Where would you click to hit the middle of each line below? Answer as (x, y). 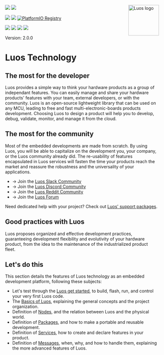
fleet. (10, 249)
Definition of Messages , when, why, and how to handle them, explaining (84, 343)
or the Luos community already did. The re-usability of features (69, 156)
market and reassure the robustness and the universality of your (70, 166)
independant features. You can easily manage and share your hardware (77, 93)
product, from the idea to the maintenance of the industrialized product (76, 244)
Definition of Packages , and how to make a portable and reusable (78, 322)
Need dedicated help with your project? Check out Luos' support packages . (81, 206)
